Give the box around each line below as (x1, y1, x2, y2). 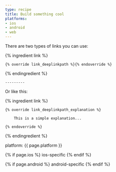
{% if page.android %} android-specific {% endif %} (5, 161, 111, 167)
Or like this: (5, 89, 28, 94)
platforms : (5, 16, 27, 21)
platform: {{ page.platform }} (5, 142, 62, 148)
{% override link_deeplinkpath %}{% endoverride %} (5, 62, 112, 67)
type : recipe (5, 7, 32, 12)
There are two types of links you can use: (5, 43, 89, 49)
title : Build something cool (5, 12, 64, 17)
